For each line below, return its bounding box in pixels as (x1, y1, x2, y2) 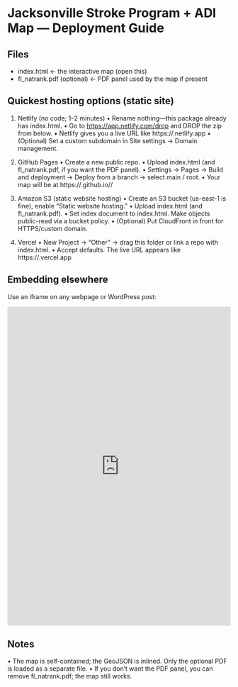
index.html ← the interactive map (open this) (17, 67, 147, 75)
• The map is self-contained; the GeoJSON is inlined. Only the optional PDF (7, 657, 228, 666)
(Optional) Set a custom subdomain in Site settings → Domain (17, 136, 198, 145)
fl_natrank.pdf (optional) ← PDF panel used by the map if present (17, 74, 208, 83)
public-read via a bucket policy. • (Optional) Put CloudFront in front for (17, 216, 224, 225)
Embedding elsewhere (7, 274, 108, 286)
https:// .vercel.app (17, 253, 72, 262)
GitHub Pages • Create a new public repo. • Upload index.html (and (17, 157, 215, 166)
